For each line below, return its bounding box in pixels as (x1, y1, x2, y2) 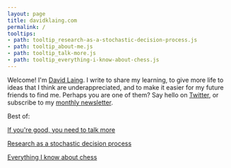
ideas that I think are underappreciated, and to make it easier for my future (7, 83, 224, 92)
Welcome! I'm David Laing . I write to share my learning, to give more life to (7, 76, 224, 84)
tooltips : (7, 30, 37, 37)
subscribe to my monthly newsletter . (7, 98, 114, 107)
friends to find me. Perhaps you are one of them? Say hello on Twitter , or (7, 90, 219, 99)
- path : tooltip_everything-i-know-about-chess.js (7, 56, 160, 64)
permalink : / (7, 23, 46, 30)
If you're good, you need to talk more (7, 125, 115, 134)
